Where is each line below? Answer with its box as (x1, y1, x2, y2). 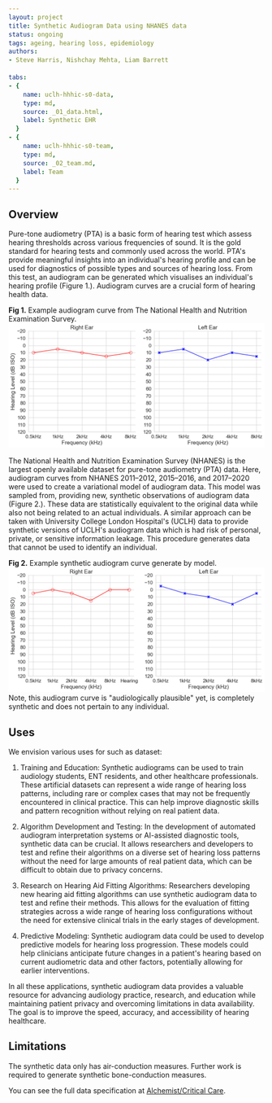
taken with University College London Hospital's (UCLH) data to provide (8, 517, 249, 527)
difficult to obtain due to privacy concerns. (19, 865, 163, 875)
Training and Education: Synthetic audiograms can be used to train (19, 763, 244, 773)
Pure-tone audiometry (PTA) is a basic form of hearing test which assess (8, 229, 253, 239)
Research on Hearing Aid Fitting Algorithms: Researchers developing (19, 881, 250, 891)
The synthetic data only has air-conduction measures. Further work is (8, 1061, 242, 1070)
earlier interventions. (19, 965, 90, 976)
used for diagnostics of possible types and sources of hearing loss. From (8, 264, 253, 274)
